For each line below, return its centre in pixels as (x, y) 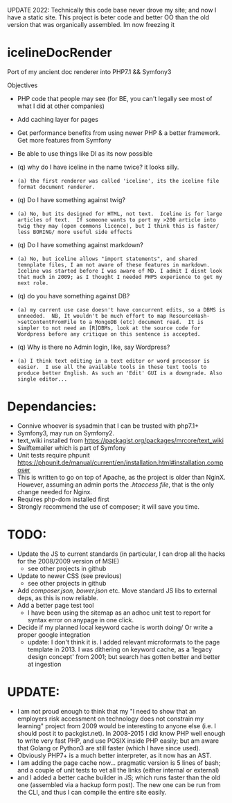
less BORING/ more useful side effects (75, 232)
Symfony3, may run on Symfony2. (66, 433)
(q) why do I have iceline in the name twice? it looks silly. (98, 167)
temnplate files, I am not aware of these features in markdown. (113, 265)
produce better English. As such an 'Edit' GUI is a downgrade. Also (120, 373)
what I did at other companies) (61, 106)
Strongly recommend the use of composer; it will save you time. (108, 506)
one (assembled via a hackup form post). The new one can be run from (119, 784)
